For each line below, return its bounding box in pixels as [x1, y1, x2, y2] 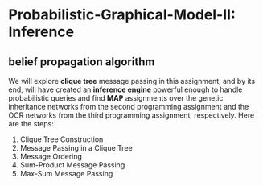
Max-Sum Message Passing [19, 169, 113, 178]
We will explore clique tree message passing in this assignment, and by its [8, 76, 256, 85]
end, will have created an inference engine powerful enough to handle [8, 85, 243, 94]
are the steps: [8, 119, 54, 128]
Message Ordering [19, 151, 83, 161]
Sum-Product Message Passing [19, 160, 125, 170]
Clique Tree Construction [19, 134, 104, 144]
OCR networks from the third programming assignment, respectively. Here [8, 110, 255, 120]
